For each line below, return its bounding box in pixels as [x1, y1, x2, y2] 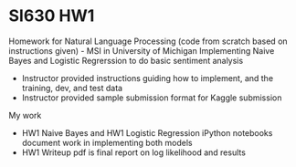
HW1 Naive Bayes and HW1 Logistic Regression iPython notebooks [21, 127, 273, 138]
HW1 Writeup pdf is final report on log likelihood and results [21, 147, 246, 158]
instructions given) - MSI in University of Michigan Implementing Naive [8, 45, 275, 56]
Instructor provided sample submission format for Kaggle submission [21, 92, 282, 103]
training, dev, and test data [21, 82, 123, 93]
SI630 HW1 [8, 5, 95, 26]
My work [8, 110, 42, 120]
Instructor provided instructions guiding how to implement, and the [21, 72, 274, 83]
